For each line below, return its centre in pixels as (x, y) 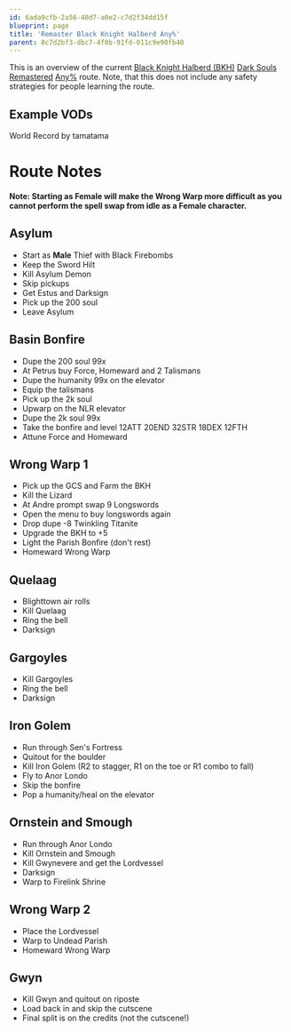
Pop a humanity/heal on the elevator (88, 794)
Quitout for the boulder (64, 756)
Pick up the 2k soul (57, 399)
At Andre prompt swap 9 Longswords (90, 505)
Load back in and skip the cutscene (87, 1009)
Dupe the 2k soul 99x (61, 418)
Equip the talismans (58, 389)
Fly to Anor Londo (55, 775)
